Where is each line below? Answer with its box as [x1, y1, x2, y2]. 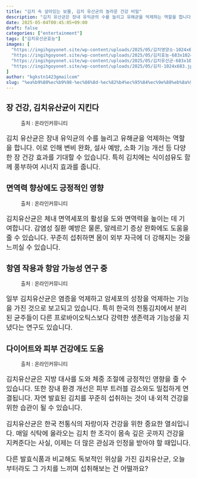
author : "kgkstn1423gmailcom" [6, 74, 80, 80]
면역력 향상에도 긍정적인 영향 [6, 183, 104, 193]
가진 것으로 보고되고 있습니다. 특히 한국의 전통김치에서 [13, 304, 173, 313]
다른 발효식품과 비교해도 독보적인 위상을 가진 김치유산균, [6, 455, 171, 464]
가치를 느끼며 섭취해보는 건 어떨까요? [40, 464, 148, 473]
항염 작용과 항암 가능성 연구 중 [6, 264, 108, 274]
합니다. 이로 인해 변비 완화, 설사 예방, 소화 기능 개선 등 [13, 143, 172, 152]
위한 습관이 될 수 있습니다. [6, 403, 83, 412]
